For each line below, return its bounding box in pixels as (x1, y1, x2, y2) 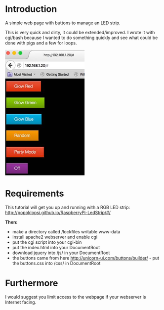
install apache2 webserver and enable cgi (12, 234, 98, 240)
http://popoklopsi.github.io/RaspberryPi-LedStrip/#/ (5, 209, 111, 216)
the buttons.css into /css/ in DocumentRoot (12, 260, 101, 266)
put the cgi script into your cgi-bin (12, 239, 82, 245)
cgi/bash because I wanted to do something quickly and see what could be (5, 35, 158, 41)
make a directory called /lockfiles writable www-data (12, 228, 121, 234)
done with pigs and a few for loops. (5, 40, 77, 45)
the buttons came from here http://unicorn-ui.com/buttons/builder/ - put (12, 255, 160, 261)
